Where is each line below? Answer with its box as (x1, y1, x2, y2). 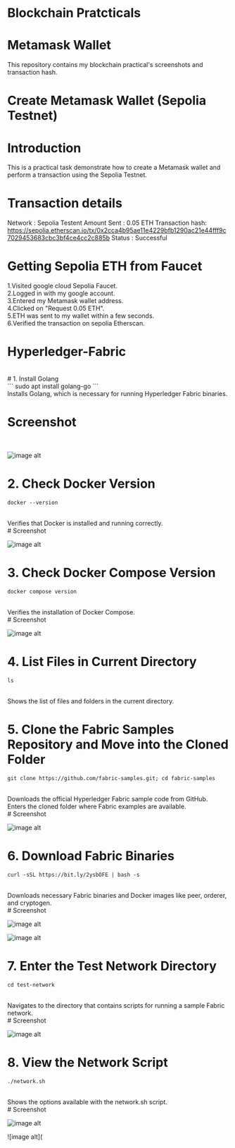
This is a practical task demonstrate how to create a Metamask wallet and (7, 163, 221, 172)
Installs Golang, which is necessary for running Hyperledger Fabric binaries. (7, 390, 228, 398)
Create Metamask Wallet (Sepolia (7, 93, 206, 109)
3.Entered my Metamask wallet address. (7, 297, 124, 305)
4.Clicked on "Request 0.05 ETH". (7, 304, 105, 313)
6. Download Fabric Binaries (7, 848, 174, 864)
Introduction (7, 140, 82, 156)
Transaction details (7, 195, 123, 211)
